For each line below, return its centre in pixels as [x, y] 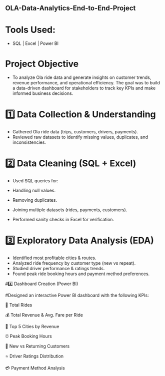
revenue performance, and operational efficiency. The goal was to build [86, 83]
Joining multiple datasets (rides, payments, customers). [70, 210]
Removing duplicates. [35, 200]
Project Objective [42, 64]
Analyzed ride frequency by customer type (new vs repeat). [74, 263]
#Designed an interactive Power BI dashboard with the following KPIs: [77, 295]
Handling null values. [34, 190]
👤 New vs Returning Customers [37, 346]
